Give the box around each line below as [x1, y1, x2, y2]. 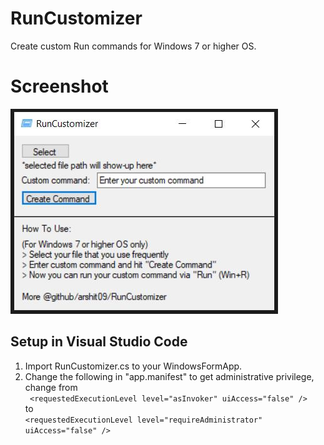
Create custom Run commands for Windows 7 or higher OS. [10, 40, 257, 52]
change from [24, 381, 78, 393]
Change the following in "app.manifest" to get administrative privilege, [24, 370, 315, 382]
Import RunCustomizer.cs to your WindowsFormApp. [24, 360, 243, 372]
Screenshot [10, 75, 109, 98]
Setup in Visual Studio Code [10, 333, 188, 351]
